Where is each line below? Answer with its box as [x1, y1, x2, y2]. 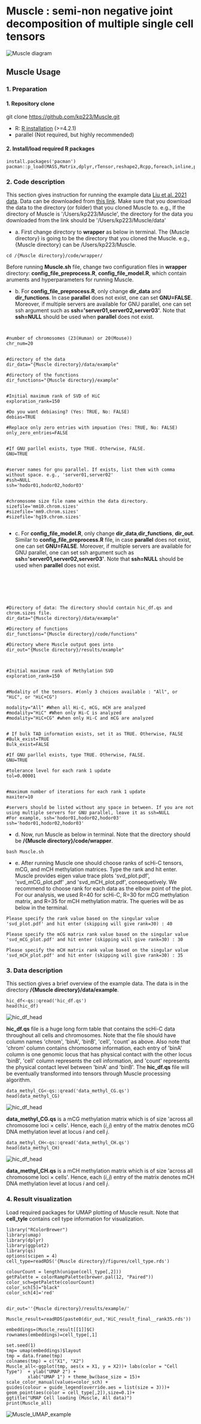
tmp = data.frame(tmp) [6, 1353, 63, 1359]
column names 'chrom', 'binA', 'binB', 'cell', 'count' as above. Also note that [6, 1038, 191, 1046]
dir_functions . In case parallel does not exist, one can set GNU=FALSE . [14, 294, 193, 301]
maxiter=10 [6, 794, 33, 800]
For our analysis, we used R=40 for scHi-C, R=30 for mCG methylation [14, 891, 190, 898]
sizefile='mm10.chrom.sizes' [6, 503, 79, 509]
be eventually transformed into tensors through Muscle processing [6, 1070, 170, 1077]
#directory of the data [6, 356, 66, 362]
